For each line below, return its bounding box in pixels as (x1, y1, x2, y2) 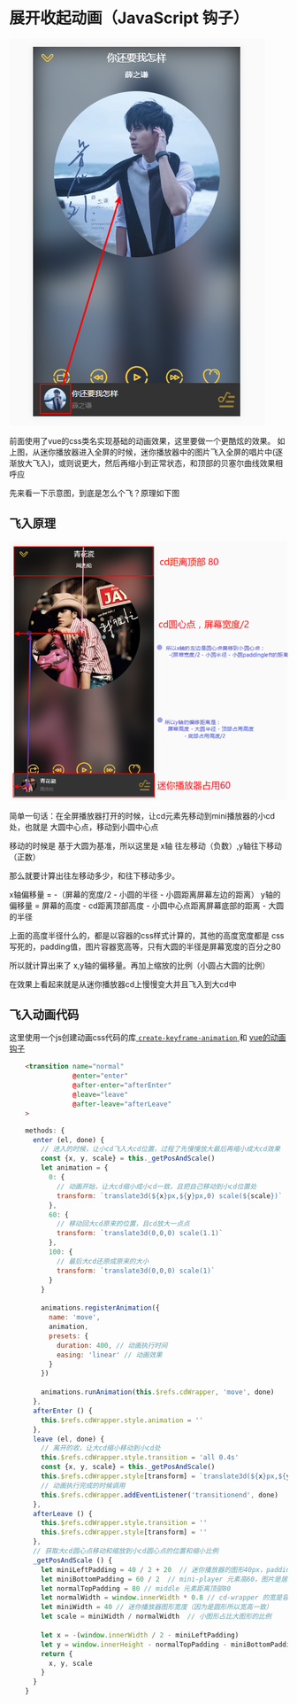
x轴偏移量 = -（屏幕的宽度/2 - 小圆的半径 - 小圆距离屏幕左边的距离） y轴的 (9, 889, 281, 899)
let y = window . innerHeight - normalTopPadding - (41, 1640, 227, 1649)
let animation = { (41, 1163, 109, 1172)
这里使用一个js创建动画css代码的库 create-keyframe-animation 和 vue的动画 (9, 1032, 286, 1043)
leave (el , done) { (32, 1435, 104, 1443)
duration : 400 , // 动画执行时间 (56, 1341, 168, 1350)
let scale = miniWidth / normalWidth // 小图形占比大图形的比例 (41, 1612, 272, 1622)
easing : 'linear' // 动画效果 (56, 1350, 163, 1359)
